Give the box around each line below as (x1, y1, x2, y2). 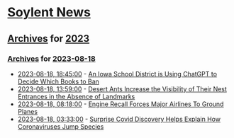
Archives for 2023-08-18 (7, 54, 96, 64)
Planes (17, 107, 38, 115)
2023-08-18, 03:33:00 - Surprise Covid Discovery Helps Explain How (17, 115, 221, 123)
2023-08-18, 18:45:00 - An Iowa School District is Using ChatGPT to (17, 69, 218, 78)
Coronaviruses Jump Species (17, 122, 104, 131)
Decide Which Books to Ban (17, 77, 99, 86)
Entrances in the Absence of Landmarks (17, 92, 135, 100)
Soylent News (7, 4, 91, 21)
